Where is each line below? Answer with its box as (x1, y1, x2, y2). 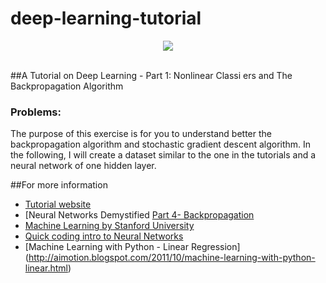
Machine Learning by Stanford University (24, 220, 195, 232)
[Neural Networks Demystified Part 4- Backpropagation (24, 209, 255, 221)
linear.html (24, 262, 68, 274)
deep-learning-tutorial (10, 7, 202, 30)
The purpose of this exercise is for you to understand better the (10, 128, 273, 140)
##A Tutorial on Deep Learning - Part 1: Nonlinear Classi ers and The (10, 69, 293, 81)
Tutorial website (24, 198, 92, 211)
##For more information (10, 179, 108, 191)
